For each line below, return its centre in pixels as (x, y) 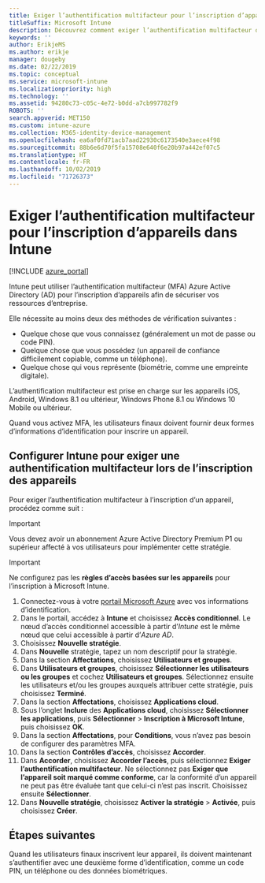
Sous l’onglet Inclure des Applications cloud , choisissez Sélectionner (134, 710)
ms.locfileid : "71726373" (51, 177)
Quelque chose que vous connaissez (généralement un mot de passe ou (138, 333)
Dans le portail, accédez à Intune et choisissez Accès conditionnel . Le (135, 618)
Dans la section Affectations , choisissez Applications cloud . (120, 702)
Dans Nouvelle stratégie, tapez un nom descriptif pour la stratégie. (129, 651)
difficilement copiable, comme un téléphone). (94, 359)
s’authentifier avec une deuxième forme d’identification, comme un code (127, 863)
